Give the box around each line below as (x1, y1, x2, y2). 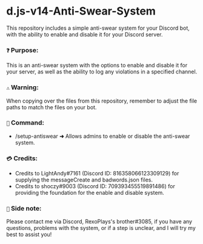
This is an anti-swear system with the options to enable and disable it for (6, 62, 188, 69)
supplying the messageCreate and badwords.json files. (15, 176, 153, 183)
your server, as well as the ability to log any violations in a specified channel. (6, 68, 198, 75)
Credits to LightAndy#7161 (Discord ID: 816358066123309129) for (15, 170, 179, 177)
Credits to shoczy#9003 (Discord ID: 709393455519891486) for (15, 183, 176, 190)
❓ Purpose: (6, 46, 39, 54)
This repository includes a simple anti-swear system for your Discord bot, (6, 24, 190, 32)
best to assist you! (6, 231, 52, 238)
